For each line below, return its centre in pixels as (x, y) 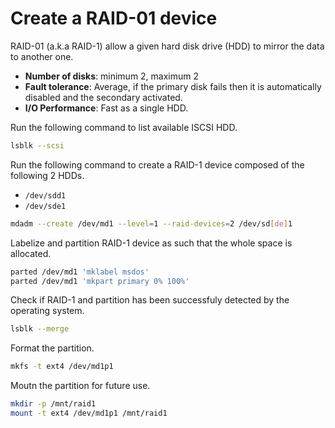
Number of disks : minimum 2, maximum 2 (112, 76)
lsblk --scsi (37, 145)
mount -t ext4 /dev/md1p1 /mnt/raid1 (89, 413)
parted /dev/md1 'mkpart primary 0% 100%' (100, 281)
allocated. (31, 253)
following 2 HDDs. (47, 175)
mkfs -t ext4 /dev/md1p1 (62, 367)
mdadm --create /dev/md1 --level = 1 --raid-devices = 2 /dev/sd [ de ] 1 (151, 223)
